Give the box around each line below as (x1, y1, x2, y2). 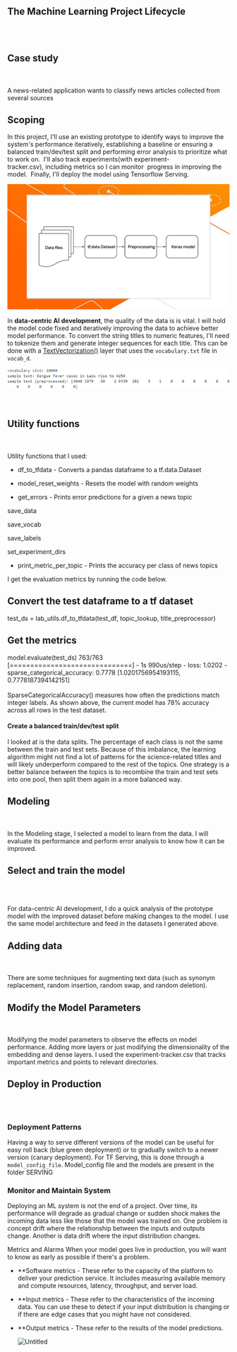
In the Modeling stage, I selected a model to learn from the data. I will (7, 829, 209, 838)
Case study (7, 52, 59, 64)
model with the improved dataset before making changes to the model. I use (7, 912, 229, 920)
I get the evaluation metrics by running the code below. (7, 574, 167, 583)
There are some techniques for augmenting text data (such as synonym (7, 974, 216, 982)
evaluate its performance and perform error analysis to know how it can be (7, 836, 225, 845)
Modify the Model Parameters (7, 1001, 141, 1013)
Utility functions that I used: (7, 452, 87, 460)
